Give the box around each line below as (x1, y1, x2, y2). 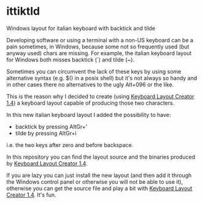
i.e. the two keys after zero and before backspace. (6, 141, 134, 148)
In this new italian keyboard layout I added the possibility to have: (6, 111, 171, 118)
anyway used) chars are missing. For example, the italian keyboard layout (6, 49, 192, 56)
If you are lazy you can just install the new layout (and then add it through (6, 172, 192, 179)
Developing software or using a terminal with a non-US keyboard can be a (6, 36, 194, 43)
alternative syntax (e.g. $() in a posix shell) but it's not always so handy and (6, 74, 197, 81)
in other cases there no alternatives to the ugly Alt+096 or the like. (6, 81, 174, 88)
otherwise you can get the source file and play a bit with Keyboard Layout (6, 184, 193, 192)
